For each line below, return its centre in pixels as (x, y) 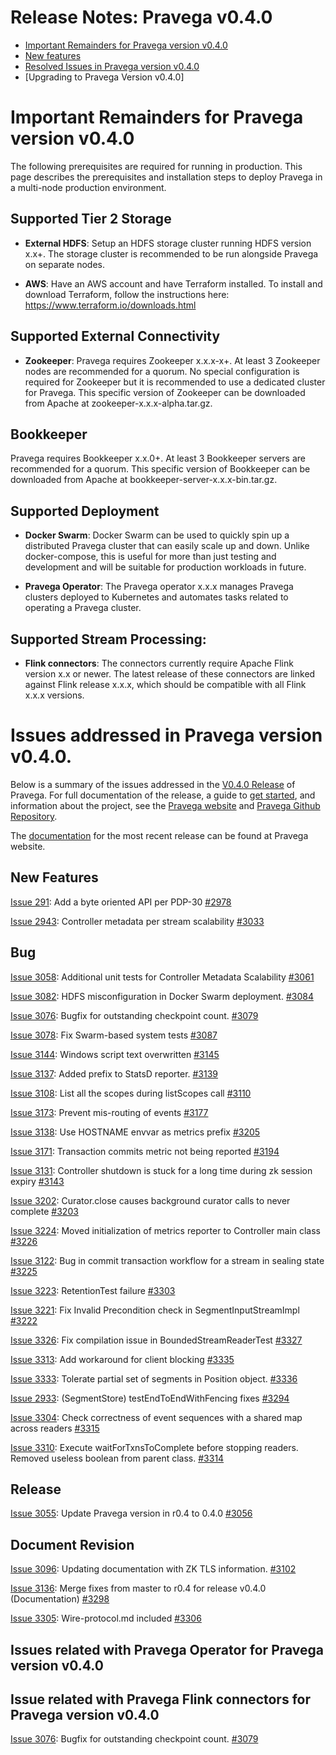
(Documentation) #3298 (60, 1599)
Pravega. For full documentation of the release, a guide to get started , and (163, 795)
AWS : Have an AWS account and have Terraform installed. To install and (173, 283)
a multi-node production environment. (88, 187)
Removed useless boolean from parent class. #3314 (117, 1458)
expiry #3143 (37, 1181)
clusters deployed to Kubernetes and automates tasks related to (156, 597)
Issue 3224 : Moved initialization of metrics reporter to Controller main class (166, 1230)
